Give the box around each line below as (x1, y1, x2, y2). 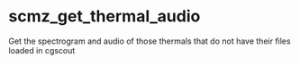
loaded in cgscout (8, 45, 76, 55)
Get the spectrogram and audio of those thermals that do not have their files (8, 36, 291, 46)
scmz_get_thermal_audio (8, 6, 201, 27)
